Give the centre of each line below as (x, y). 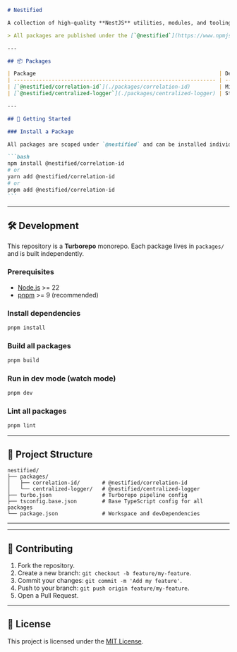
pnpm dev (20, 393)
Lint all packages (37, 411)
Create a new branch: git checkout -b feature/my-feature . (104, 573)
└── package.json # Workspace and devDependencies (104, 514)
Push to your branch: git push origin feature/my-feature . (103, 588)
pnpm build (23, 361)
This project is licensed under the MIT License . (75, 641)
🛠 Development (43, 226)
